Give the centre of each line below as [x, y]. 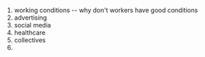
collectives [30, 40]
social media [33, 25]
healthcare [30, 32]
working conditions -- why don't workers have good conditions [106, 10]
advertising [30, 18]
